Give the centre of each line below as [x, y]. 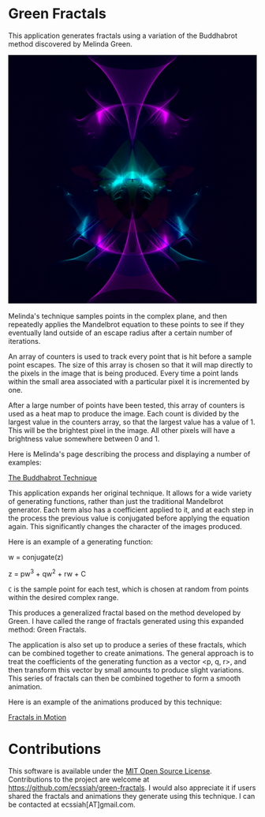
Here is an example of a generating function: [80, 542]
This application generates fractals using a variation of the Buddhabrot [123, 35]
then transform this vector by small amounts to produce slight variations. [126, 670]
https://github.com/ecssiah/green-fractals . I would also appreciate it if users [132, 787]
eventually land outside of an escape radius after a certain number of [120, 333]
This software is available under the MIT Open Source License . [110, 770]
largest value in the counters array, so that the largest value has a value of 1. [132, 422]
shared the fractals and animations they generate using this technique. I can [132, 796]
